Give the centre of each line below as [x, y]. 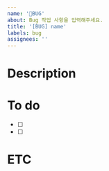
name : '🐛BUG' [26, 13]
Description [42, 74]
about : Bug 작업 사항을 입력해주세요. [55, 20]
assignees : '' [28, 39]
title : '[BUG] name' [37, 26]
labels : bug [24, 33]
